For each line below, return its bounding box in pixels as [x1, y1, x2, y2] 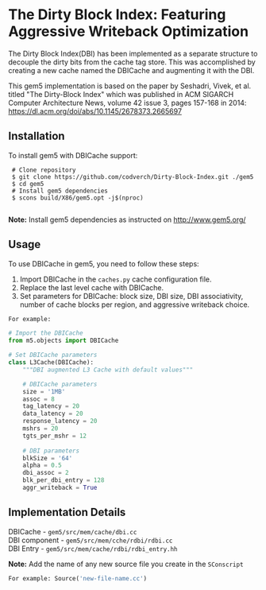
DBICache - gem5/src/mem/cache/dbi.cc [8, 526, 137, 536]
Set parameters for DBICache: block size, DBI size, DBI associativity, [19, 291, 244, 301]
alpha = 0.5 [22, 461, 62, 470]
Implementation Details [8, 506, 126, 519]
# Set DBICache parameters [8, 351, 98, 359]
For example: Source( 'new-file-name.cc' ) [8, 574, 148, 582]
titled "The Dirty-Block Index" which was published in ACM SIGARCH [8, 89, 234, 99]
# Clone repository [11, 165, 77, 174]
